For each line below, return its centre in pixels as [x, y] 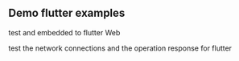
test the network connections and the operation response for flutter [120, 48]
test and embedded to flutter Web [64, 32]
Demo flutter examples [67, 13]
